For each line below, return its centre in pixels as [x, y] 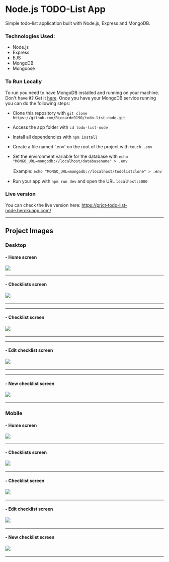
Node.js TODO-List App [55, 9]
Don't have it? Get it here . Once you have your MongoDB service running [81, 98]
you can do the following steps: [38, 103]
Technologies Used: [30, 36]
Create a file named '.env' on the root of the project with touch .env [82, 146]
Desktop [16, 245]
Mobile [14, 413]
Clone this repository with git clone [50, 113]
